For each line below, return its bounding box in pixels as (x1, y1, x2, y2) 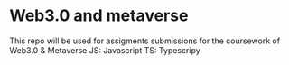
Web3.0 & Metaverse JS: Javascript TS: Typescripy (9, 44, 200, 55)
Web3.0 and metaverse (9, 5, 189, 26)
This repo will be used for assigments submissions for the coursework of (9, 35, 281, 46)
